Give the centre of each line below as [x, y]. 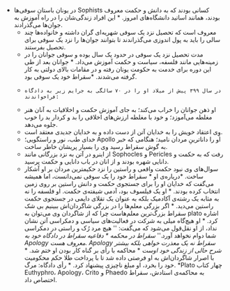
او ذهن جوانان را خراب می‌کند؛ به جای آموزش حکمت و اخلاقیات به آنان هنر [120, 110]
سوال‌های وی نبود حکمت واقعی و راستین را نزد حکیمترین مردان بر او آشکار [121, 169]
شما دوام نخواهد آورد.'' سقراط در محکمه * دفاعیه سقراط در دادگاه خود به [120, 235]
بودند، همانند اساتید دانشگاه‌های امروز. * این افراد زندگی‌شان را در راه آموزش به [117, 17]
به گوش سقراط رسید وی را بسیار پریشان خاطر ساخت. [96, 147]
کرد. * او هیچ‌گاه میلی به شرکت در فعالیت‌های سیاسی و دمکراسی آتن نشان [121, 221]
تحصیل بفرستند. [45, 47]
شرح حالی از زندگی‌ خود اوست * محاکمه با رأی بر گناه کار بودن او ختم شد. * [123, 250]
